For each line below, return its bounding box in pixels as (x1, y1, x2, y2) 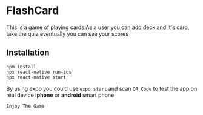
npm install (6, 64, 36, 70)
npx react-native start (6, 74, 67, 80)
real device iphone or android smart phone (6, 91, 115, 99)
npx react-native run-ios (6, 69, 72, 75)
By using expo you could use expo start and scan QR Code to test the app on (6, 85, 198, 92)
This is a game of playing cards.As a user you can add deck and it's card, (6, 24, 190, 31)
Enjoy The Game (6, 103, 45, 109)
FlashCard (6, 4, 59, 18)
